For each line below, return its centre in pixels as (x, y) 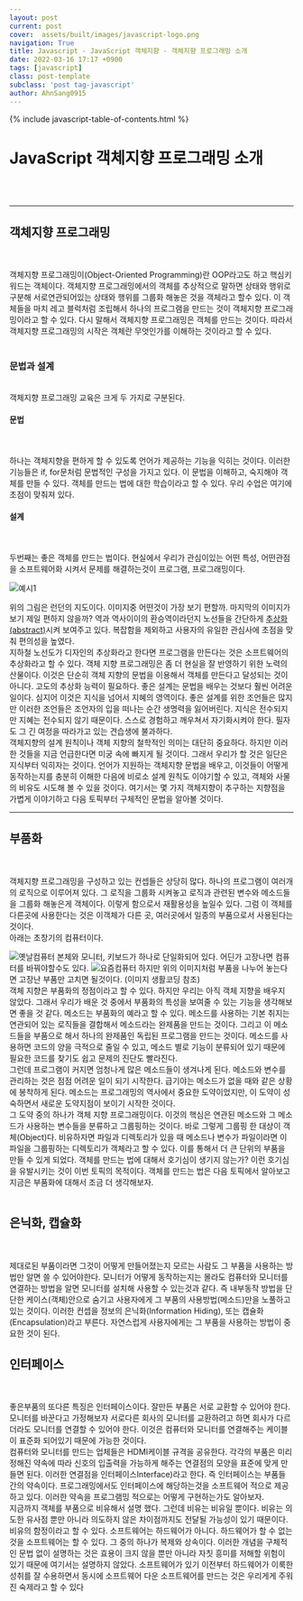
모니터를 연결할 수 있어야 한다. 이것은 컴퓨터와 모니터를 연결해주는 (148, 1430)
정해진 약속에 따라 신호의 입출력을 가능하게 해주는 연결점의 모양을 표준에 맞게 (144, 1463)
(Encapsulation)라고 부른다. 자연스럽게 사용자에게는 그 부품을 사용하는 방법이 (146, 1321)
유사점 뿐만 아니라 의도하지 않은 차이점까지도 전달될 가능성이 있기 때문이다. (157, 1520)
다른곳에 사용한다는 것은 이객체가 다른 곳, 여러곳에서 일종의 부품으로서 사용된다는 (151, 915)
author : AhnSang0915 (48, 93)
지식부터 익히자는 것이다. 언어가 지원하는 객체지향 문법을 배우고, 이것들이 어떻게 (149, 765)
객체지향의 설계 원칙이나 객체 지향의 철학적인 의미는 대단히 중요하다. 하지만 (141, 742)
